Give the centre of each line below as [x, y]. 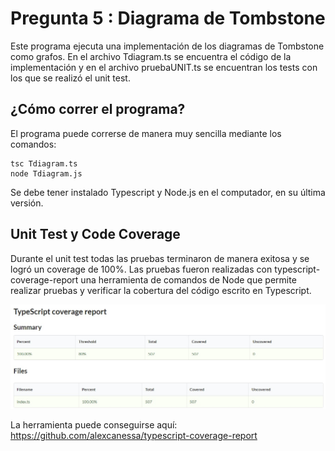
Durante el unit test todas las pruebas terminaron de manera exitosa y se [160, 258]
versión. [27, 203]
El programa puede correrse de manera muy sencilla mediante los [146, 133]
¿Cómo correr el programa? [98, 109]
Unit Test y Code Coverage [95, 234]
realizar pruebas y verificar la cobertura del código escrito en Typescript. [161, 290]
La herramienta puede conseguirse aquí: [94, 425]
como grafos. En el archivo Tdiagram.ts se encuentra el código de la [151, 56]
